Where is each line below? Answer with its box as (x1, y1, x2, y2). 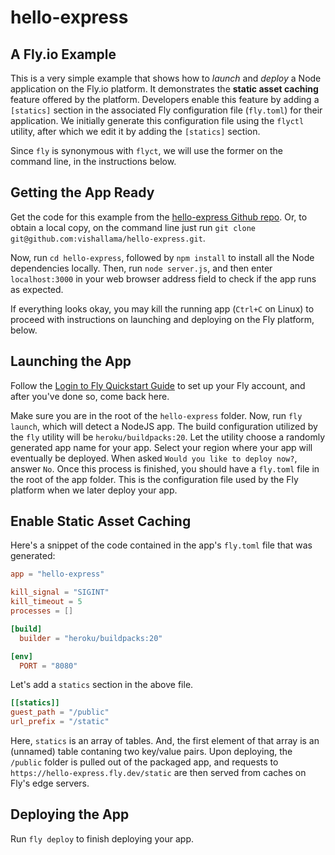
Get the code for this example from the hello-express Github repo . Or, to (10, 211, 308, 223)
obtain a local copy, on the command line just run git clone (10, 221, 256, 233)
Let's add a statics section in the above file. (10, 679, 194, 691)
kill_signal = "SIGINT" (10, 587, 110, 598)
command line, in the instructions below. (10, 156, 177, 167)
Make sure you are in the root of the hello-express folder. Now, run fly (10, 409, 303, 421)
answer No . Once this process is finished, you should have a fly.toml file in (10, 462, 320, 475)
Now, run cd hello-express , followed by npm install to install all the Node (10, 251, 315, 263)
